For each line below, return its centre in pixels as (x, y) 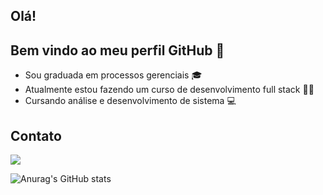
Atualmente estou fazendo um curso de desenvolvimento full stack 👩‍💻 (169, 90)
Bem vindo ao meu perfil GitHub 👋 (117, 50)
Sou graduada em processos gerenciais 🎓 (113, 75)
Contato (36, 135)
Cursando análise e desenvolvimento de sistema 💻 (130, 101)
